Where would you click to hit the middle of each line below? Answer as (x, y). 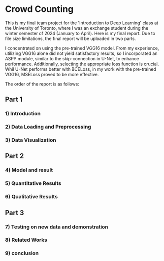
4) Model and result (29, 170)
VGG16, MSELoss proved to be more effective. (52, 74)
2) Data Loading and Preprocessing (48, 127)
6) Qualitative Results (32, 197)
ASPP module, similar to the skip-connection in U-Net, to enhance (72, 58)
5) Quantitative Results (33, 183)
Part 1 (14, 100)
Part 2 (15, 156)
